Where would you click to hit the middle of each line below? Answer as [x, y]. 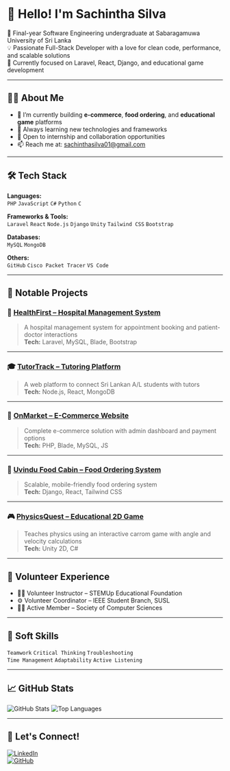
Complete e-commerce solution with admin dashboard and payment [120, 431]
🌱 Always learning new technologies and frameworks [92, 129]
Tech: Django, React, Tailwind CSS [73, 492]
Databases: [24, 237]
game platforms [40, 122]
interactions [61, 335]
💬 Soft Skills [33, 636]
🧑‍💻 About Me [36, 98]
